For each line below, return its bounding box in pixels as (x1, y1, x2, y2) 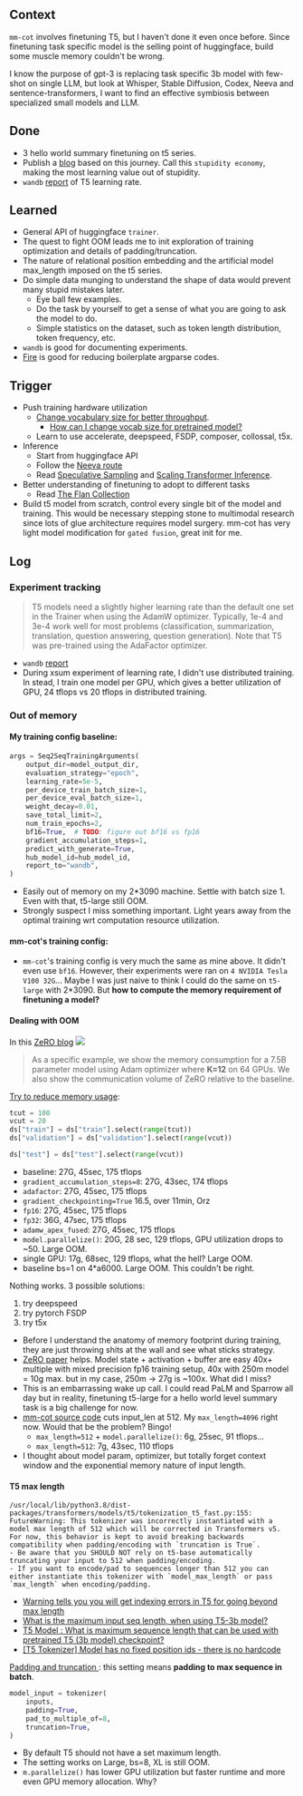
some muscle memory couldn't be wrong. (9, 50, 166, 62)
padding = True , (25, 1705, 79, 1714)
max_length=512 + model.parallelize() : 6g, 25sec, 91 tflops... (35, 1431, 265, 1442)
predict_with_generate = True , (25, 844, 136, 853)
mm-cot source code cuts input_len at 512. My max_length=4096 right (22, 1412, 279, 1422)
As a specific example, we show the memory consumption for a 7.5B (31, 1053, 287, 1064)
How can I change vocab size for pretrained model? (49, 422, 242, 432)
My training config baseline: (9, 732, 118, 743)
